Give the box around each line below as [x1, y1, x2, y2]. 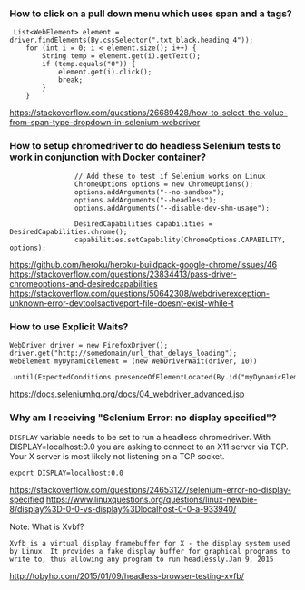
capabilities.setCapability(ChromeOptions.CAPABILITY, [74, 235, 286, 244]
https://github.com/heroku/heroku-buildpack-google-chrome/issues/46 [9, 259, 278, 270]
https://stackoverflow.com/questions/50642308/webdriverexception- [9, 288, 271, 299]
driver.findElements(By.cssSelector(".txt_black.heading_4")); [9, 35, 254, 45]
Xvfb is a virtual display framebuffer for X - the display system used [9, 539, 290, 548]
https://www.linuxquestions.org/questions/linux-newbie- [45, 494, 258, 506]
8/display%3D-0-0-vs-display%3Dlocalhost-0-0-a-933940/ [9, 504, 237, 515]
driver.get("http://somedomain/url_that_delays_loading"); [9, 349, 238, 358]
